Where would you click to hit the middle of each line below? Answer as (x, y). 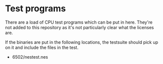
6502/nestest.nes (30, 57)
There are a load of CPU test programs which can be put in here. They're (79, 22)
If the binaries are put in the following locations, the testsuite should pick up (82, 42)
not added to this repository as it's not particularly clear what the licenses (80, 27)
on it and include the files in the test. (42, 47)
